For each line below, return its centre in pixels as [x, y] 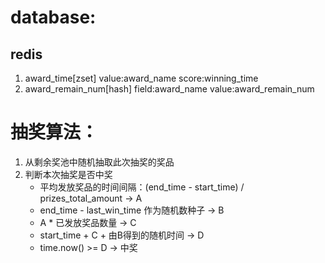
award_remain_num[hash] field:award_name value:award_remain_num [169, 89]
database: [53, 17]
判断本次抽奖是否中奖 [68, 174]
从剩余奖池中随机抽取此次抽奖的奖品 [99, 162]
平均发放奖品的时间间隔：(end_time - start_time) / [142, 187]
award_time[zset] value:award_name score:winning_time [141, 78]
